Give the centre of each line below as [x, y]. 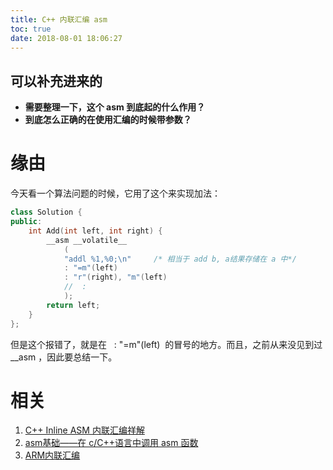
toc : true [31, 29]
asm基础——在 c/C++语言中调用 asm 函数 [111, 443]
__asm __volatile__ [87, 240]
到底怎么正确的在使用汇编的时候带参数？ [108, 120]
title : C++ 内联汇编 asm [59, 19]
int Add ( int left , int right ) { [95, 231]
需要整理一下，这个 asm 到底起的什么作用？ [115, 107]
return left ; [73, 305]
